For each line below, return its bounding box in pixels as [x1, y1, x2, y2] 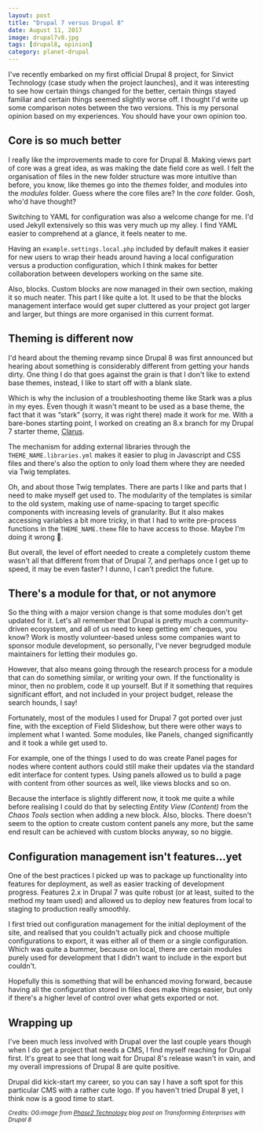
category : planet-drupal [8, 48, 89, 56]
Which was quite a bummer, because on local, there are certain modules [8, 945, 243, 954]
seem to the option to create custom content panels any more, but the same [8, 819, 254, 828]
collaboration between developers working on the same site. [8, 269, 204, 278]
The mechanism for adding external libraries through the [8, 442, 191, 451]
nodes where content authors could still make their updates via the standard [8, 762, 255, 771]
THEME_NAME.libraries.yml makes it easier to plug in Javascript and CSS [8, 450, 241, 460]
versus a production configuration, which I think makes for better [8, 260, 218, 270]
